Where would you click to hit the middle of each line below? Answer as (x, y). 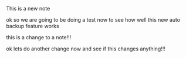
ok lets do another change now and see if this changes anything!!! (86, 49)
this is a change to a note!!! (39, 37)
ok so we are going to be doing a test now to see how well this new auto (93, 20)
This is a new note (28, 8)
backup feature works (33, 26)
